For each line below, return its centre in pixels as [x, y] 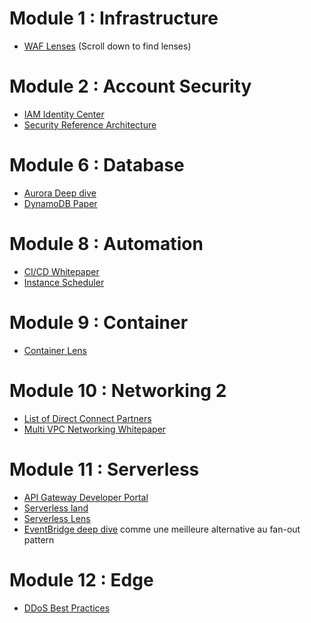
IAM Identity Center [64, 114]
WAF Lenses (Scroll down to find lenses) [107, 46]
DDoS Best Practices [67, 608]
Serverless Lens [57, 518]
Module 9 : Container [99, 322]
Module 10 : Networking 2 [118, 390]
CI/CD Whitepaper [61, 271]
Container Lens [55, 350]
